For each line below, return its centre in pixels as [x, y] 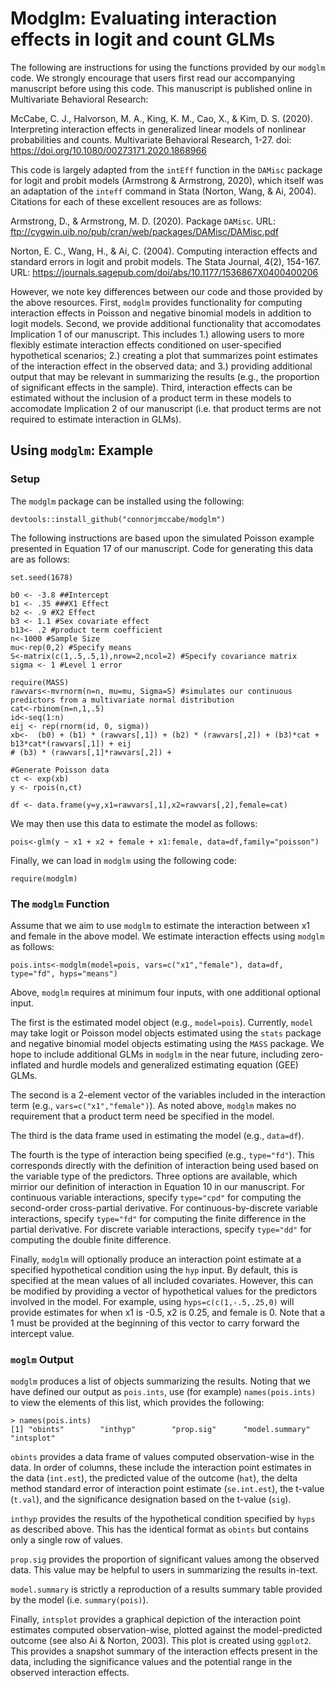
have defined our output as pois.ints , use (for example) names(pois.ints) [163, 1392]
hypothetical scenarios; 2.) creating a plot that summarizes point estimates [164, 355]
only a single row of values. [66, 1540]
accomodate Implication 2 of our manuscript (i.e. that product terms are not [166, 408]
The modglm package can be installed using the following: [127, 501]
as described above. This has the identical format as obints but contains [159, 1529]
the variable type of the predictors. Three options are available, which [154, 1176]
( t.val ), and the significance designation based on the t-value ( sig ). [151, 1499]
